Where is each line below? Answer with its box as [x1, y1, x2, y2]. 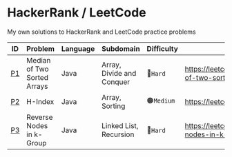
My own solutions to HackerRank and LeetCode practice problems [7, 28, 196, 36]
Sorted [26, 72, 48, 82]
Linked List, [101, 121, 139, 130]
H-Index [26, 96, 55, 106]
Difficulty [146, 43, 178, 53]
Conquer [101, 77, 130, 87]
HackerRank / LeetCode [7, 5, 146, 21]
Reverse [26, 112, 53, 122]
